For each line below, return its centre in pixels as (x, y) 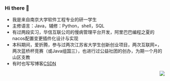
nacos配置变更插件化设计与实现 (45, 38)
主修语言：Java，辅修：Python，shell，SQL (58, 26)
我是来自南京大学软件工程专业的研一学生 (54, 20)
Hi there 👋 (17, 8)
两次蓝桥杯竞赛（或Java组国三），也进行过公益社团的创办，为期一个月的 (87, 51)
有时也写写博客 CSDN (34, 64)
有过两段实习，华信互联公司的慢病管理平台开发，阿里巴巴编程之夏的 (83, 32)
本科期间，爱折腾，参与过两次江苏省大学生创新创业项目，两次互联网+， (87, 45)
